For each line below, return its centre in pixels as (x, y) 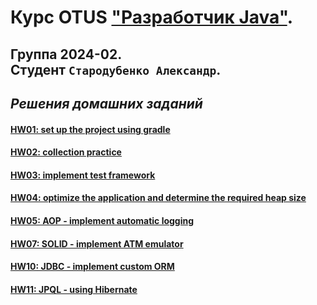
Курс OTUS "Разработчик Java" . (152, 17)
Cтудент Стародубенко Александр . (116, 69)
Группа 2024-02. (66, 54)
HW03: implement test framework (83, 175)
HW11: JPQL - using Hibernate (74, 289)
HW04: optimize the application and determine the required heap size (158, 198)
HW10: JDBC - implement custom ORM (92, 267)
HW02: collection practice (66, 152)
